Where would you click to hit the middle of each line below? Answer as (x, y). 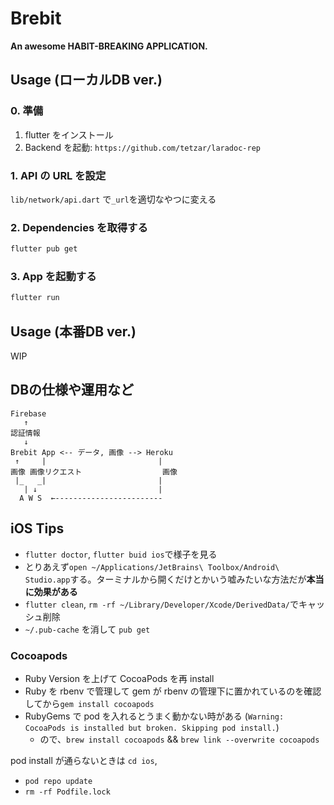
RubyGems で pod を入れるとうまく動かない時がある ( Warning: (154, 716)
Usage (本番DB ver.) (73, 331)
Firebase (28, 413)
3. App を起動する (53, 277)
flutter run (35, 298)
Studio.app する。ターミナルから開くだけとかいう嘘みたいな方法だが (165, 579)
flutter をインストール (69, 134)
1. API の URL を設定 (58, 175)
